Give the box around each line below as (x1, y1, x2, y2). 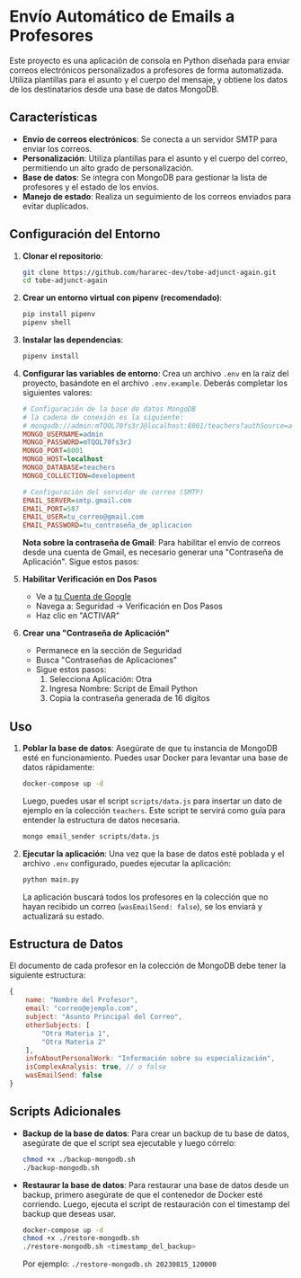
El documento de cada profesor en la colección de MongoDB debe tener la (9, 960, 286, 972)
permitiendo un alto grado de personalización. (22, 162, 194, 173)
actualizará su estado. (22, 910, 105, 921)
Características (9, 110, 98, 125)
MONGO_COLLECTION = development (22, 471, 137, 480)
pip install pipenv (22, 310, 96, 319)
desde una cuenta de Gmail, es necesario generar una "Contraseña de (22, 546, 284, 558)
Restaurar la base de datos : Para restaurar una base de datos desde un (22, 1179, 289, 1190)
